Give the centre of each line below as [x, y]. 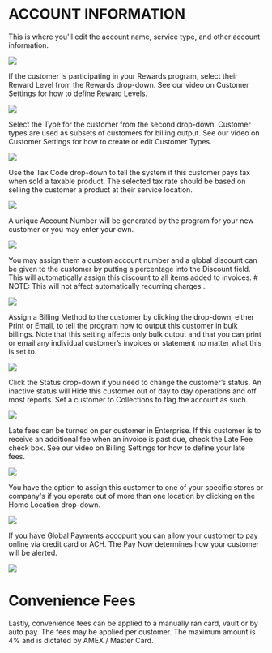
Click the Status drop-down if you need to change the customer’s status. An [135, 382]
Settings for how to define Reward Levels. [78, 93]
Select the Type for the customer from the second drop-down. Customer [130, 124]
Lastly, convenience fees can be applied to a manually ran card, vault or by [134, 623]
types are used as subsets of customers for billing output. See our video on [134, 133]
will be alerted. [33, 552]
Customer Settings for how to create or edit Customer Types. [110, 141]
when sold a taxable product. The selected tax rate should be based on [127, 181]
